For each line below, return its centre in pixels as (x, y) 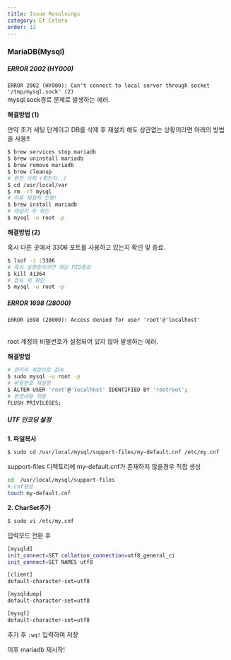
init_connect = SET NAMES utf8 (50, 562)
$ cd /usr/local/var (38, 185)
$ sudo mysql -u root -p (44, 377)
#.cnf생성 (20, 487)
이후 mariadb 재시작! (36, 649)
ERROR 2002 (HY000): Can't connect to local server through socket (109, 86)
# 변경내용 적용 (27, 396)
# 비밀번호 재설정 (29, 383)
